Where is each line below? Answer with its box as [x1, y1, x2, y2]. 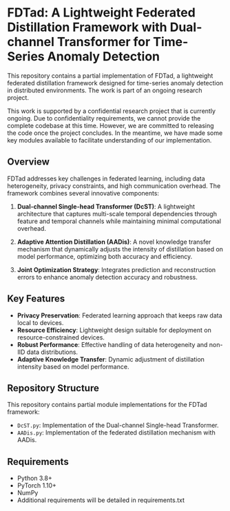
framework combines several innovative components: [7, 189, 160, 197]
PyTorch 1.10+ [17, 481, 57, 490]
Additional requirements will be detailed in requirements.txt [17, 496, 185, 504]
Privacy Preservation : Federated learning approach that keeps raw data [17, 311, 222, 320]
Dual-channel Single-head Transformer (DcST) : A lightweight [17, 202, 195, 211]
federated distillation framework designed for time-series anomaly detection [7, 79, 224, 87]
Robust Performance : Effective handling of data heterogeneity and [17, 340, 208, 348]
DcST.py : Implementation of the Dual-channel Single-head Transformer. [17, 421, 219, 430]
